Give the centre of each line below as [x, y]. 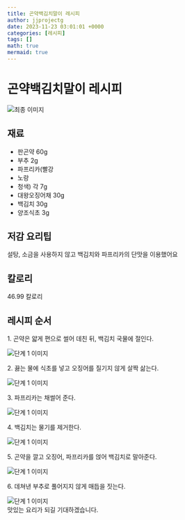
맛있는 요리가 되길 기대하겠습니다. [53, 510]
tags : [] [20, 40]
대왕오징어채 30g [41, 195]
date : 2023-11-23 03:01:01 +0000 [56, 26]
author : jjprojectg [35, 20]
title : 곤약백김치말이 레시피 [43, 14]
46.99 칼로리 [25, 297]
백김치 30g [32, 204]
